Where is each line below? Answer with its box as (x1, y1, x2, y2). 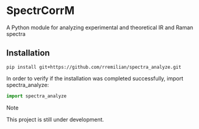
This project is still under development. (6, 116, 104, 123)
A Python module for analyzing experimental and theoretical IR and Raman (6, 24, 194, 31)
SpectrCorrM (6, 4, 75, 18)
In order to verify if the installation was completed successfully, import (6, 74, 184, 82)
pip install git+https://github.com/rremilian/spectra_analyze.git (6, 64, 182, 70)
